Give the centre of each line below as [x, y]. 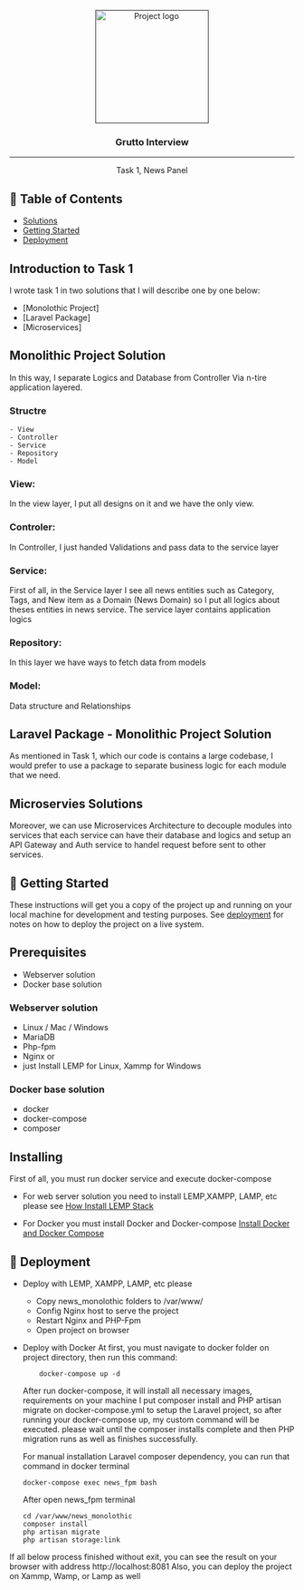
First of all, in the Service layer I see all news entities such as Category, [142, 590]
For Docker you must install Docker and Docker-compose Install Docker [156, 1224]
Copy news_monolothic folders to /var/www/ [119, 1301]
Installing [36, 1157]
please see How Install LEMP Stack [88, 1206]
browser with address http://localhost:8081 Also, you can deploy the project [151, 1566]
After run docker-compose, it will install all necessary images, [138, 1390]
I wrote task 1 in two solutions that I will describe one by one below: [135, 290]
